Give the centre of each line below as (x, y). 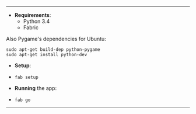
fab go (22, 100)
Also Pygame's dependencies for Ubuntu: (56, 39)
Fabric (31, 27)
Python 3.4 (36, 21)
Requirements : (33, 15)
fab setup (27, 77)
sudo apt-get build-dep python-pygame (53, 50)
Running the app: (36, 88)
